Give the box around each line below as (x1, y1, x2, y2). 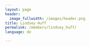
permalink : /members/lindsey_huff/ (5, 25, 77, 30)
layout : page (5, 7, 31, 12)
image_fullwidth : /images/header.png (9, 16, 86, 21)
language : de (5, 30, 31, 34)
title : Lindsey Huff (5, 20, 47, 26)
